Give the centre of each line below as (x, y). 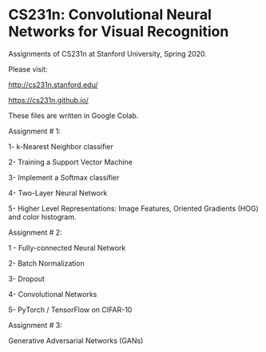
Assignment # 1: (35, 131)
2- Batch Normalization (47, 263)
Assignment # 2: (35, 232)
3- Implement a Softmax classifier (64, 177)
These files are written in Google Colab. (73, 115)
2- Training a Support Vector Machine (71, 162)
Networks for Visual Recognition (119, 32)
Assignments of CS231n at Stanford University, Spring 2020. (108, 53)
